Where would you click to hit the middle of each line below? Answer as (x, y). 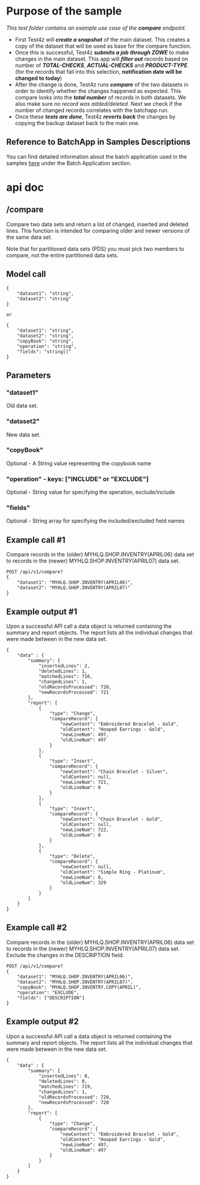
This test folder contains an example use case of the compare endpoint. (96, 28)
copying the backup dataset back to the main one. (77, 123)
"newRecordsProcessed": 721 (74, 693)
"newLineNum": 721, (85, 783)
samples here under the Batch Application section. (69, 163)
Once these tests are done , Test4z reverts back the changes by (95, 117)
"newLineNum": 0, (82, 877)
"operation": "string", (47, 346)
